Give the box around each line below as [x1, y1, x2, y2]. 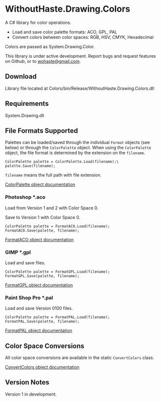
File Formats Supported [5, 126, 78, 135]
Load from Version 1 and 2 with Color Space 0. [5, 205, 99, 211]
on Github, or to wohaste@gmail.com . [5, 58, 81, 64]
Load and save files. [5, 260, 45, 265]
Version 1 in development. [5, 391, 57, 397]
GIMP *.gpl [5, 249, 31, 256]
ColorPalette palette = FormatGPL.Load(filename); [5, 269, 110, 274]
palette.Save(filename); [5, 163, 56, 169]
